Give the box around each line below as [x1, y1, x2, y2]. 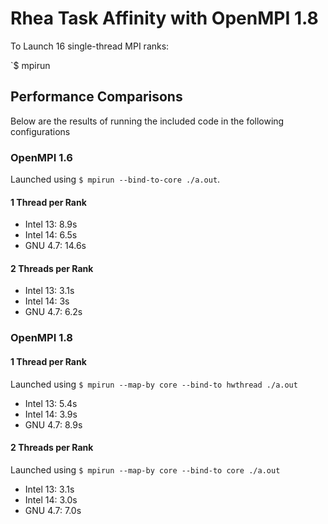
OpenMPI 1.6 [10, 150, 73, 164]
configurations [10, 125, 71, 137]
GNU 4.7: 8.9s [24, 418, 83, 431]
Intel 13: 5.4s [24, 397, 78, 409]
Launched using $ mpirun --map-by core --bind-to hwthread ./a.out [10, 378, 298, 390]
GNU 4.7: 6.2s [24, 306, 83, 318]
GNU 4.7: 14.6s [24, 240, 87, 252]
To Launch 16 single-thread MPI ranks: [10, 40, 170, 52]
